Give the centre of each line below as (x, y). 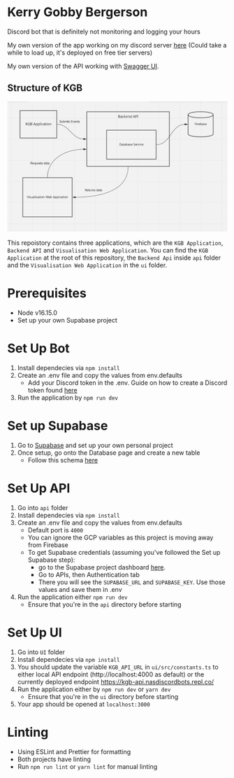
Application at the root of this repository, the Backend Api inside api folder (114, 258)
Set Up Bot (38, 349)
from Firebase (48, 545)
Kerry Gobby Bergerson (78, 12)
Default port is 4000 (56, 530)
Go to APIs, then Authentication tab (89, 574)
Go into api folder (43, 507)
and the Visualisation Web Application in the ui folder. (87, 265)
